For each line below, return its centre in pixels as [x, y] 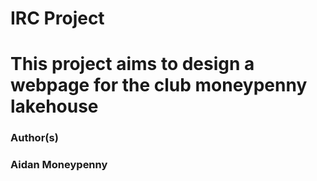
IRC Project [57, 18]
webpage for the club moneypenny [159, 85]
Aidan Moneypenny [59, 165]
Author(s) [34, 138]
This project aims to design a [132, 64]
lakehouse [54, 106]
